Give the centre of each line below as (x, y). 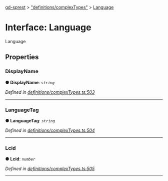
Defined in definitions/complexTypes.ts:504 (50, 130)
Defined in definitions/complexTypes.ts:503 (50, 92)
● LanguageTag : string (30, 120)
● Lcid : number (20, 159)
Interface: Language (48, 28)
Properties (22, 57)
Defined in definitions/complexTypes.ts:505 (50, 169)
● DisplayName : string (30, 82)
